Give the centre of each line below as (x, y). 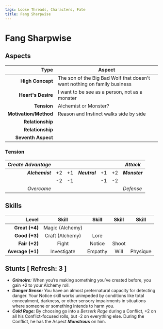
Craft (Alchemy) (63, 235)
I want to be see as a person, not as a (100, 92)
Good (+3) (26, 235)
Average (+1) (23, 251)
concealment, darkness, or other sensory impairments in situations (79, 301)
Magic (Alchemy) (63, 227)
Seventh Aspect (34, 138)
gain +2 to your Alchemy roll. (41, 285)
